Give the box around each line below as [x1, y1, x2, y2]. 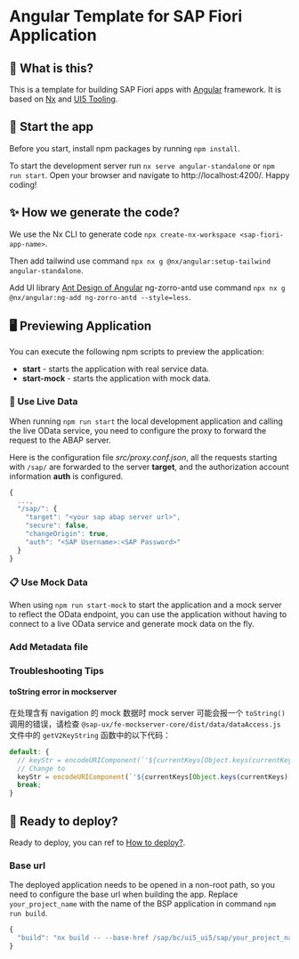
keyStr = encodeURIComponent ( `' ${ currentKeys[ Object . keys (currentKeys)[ [17, 772, 293, 781]
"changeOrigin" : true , [25, 530, 109, 539]
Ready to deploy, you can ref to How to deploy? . [9, 837, 186, 848]
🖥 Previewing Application [9, 319, 152, 334]
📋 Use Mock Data [9, 576, 88, 589]
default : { [9, 747, 50, 756]
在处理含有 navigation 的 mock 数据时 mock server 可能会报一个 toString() [9, 707, 287, 718]
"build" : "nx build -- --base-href [17, 933, 149, 943]
